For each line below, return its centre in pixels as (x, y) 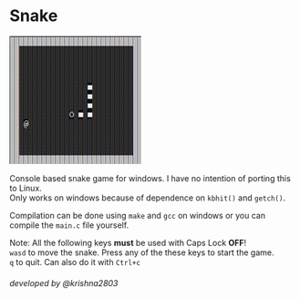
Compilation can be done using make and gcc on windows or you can (138, 215)
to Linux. (26, 188)
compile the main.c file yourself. (69, 225)
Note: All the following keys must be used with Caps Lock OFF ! (128, 242)
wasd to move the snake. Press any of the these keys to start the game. (142, 252)
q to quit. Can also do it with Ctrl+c (75, 262)
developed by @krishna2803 (64, 283)
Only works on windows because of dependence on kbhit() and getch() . (147, 198)
